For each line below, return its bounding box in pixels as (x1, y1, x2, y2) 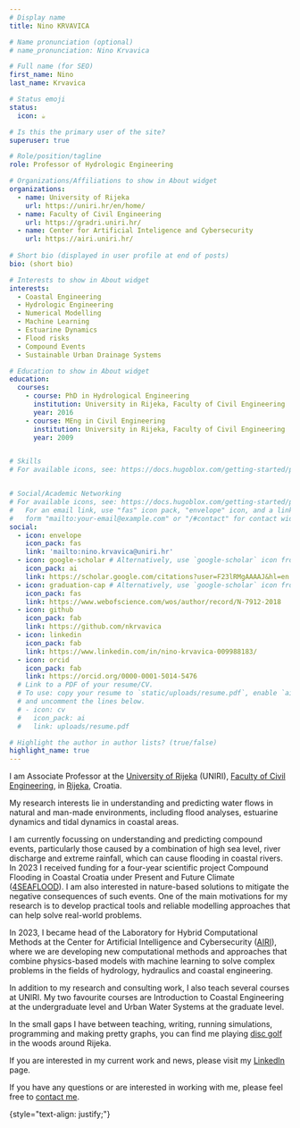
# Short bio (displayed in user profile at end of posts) (9, 251, 229, 260)
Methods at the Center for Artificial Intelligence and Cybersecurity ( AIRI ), (9, 937, 277, 947)
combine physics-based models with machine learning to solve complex (9, 955, 275, 966)
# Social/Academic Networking (9, 489, 122, 499)
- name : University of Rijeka (17, 193, 129, 202)
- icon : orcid (17, 655, 70, 664)
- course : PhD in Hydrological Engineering (25, 391, 190, 400)
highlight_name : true (9, 746, 90, 755)
